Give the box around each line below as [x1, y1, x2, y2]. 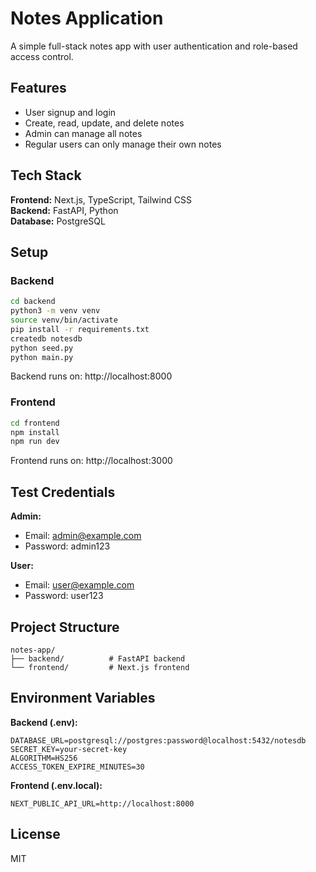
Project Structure [10, 618, 120, 636]
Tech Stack [10, 167, 82, 184]
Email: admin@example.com [24, 530, 142, 542]
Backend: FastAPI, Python [10, 204, 119, 216]
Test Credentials [10, 483, 116, 501]
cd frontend [10, 418, 60, 428]
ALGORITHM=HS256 [10, 753, 78, 763]
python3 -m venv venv [10, 306, 101, 316]
